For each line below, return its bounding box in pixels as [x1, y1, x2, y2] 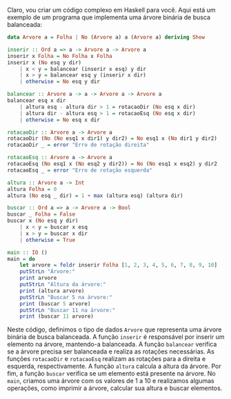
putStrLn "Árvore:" [19, 268, 76, 275]
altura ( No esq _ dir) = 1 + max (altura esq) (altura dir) [7, 192, 184, 199]
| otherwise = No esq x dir [19, 116, 100, 123]
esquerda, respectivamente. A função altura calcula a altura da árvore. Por [7, 362, 222, 371]
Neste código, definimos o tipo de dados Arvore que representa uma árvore [7, 325, 222, 334]
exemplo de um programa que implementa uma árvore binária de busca [7, 13, 211, 21]
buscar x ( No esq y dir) [7, 217, 79, 225]
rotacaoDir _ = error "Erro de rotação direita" [7, 141, 150, 149]
